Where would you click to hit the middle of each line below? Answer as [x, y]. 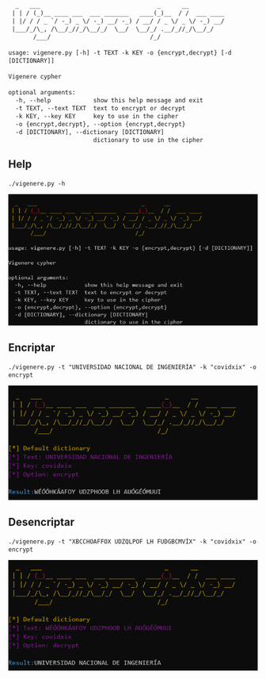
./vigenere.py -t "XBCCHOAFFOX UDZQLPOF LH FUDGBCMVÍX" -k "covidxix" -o [133, 541]
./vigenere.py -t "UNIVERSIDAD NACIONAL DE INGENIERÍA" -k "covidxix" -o [133, 367]
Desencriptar [42, 522]
